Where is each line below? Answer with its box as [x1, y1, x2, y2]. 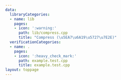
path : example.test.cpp [18, 58, 68, 63]
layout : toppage [5, 68, 39, 73]
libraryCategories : [9, 12, 50, 17]
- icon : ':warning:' [14, 26, 57, 31]
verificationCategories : [9, 40, 61, 45]
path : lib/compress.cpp [18, 30, 68, 35]
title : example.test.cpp [18, 63, 70, 68]
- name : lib [9, 16, 35, 21]
